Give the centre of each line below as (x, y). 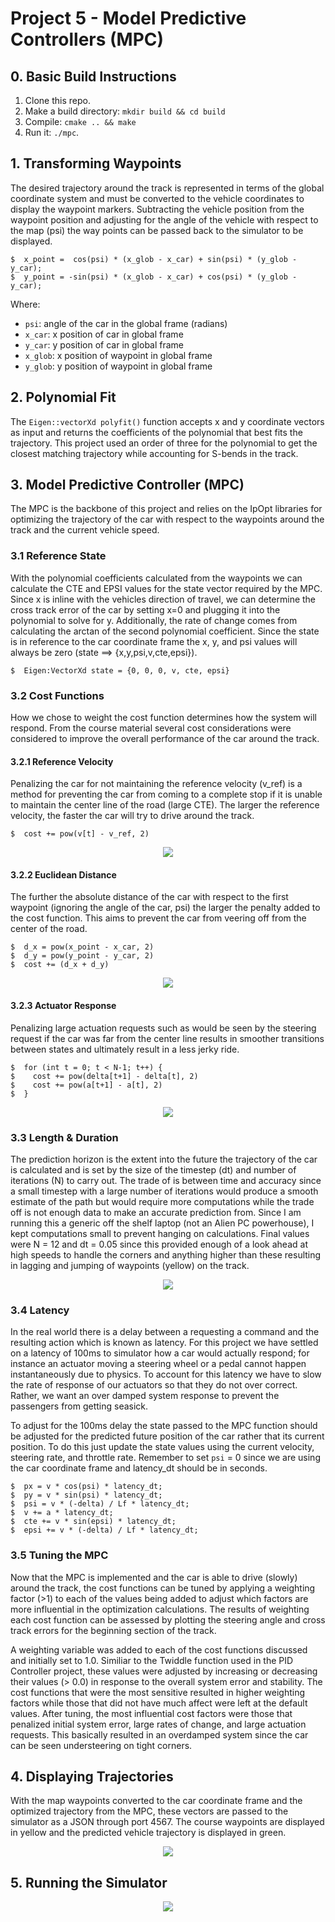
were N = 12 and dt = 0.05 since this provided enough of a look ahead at (159, 1244)
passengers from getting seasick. (79, 1406)
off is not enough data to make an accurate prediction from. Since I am (156, 1212)
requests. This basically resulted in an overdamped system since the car (159, 1734)
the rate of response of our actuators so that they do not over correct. (154, 1385)
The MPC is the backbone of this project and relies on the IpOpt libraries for (166, 509)
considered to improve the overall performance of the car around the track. (165, 739)
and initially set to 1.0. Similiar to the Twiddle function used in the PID (152, 1660)
